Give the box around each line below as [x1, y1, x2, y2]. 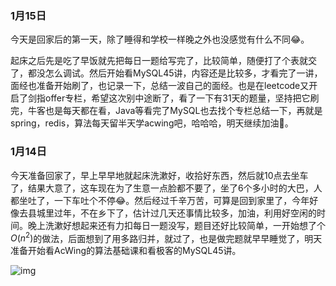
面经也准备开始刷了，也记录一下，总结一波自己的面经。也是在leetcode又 [10, 80, 310, 92]
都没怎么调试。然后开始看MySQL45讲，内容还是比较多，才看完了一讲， [27, 67, 323, 79]
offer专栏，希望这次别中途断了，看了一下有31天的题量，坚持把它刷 [44, 92, 320, 104]
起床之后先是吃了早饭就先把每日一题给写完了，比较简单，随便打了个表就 [10, 55, 308, 67]
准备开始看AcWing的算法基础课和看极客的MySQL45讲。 [10, 245, 242, 257]
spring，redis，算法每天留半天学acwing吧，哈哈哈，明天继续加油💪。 [10, 117, 294, 129]
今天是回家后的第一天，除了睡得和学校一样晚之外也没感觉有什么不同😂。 [10, 33, 310, 46]
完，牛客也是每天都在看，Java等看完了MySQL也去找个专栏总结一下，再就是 [10, 105, 323, 117]
